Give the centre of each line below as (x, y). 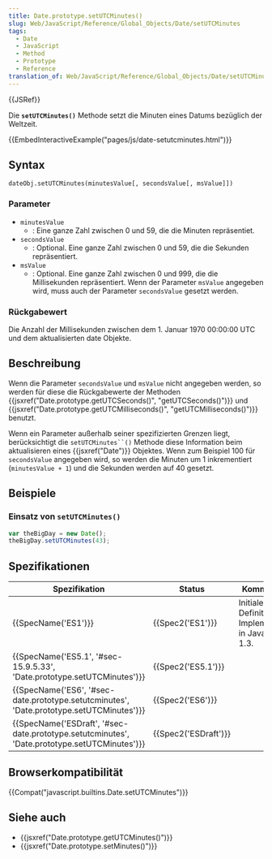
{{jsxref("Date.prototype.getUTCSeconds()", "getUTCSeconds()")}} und (128, 400)
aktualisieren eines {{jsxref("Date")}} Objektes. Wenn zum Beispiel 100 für (132, 451)
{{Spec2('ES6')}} (185, 701)
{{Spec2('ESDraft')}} (191, 734)
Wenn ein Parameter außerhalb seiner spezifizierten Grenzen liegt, (119, 433)
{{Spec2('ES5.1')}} (189, 667)
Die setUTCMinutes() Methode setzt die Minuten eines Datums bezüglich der (136, 115)
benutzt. (22, 417)
